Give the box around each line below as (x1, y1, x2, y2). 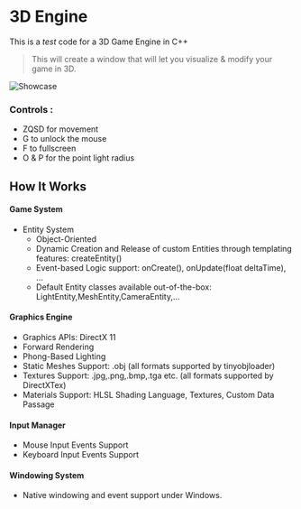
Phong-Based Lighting (22, 351, 106, 362)
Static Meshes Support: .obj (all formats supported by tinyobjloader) (22, 361, 276, 372)
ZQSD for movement (22, 124, 99, 134)
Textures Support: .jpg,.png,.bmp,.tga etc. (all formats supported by (22, 370, 274, 381)
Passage (22, 399, 55, 410)
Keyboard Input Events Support (22, 449, 140, 460)
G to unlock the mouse (22, 134, 107, 144)
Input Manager (9, 420, 66, 430)
